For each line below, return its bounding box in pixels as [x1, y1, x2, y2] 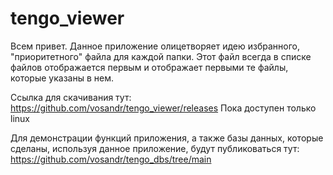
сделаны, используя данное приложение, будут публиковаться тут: [10, 142, 300, 154]
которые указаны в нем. [10, 72, 114, 84]
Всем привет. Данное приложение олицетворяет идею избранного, [10, 40, 300, 52]
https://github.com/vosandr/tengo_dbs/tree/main [10, 153, 212, 165]
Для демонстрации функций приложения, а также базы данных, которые [10, 132, 324, 144]
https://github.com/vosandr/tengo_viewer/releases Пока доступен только [10, 102, 317, 114]
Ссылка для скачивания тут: [10, 91, 132, 103]
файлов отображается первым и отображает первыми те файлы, [10, 61, 289, 73]
